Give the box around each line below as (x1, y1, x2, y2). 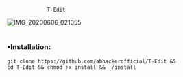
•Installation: (7, 42, 51, 52)
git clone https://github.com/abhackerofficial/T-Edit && (7, 58, 176, 65)
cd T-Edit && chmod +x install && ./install (7, 63, 136, 71)
